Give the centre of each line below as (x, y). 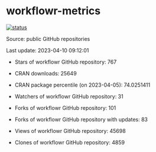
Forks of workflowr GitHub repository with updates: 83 (81, 119)
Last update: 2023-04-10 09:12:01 (48, 50)
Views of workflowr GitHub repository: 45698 (70, 131)
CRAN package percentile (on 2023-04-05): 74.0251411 (82, 85)
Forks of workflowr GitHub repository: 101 (65, 107)
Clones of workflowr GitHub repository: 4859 (70, 142)
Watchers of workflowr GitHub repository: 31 (69, 96)
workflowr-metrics (53, 11)
